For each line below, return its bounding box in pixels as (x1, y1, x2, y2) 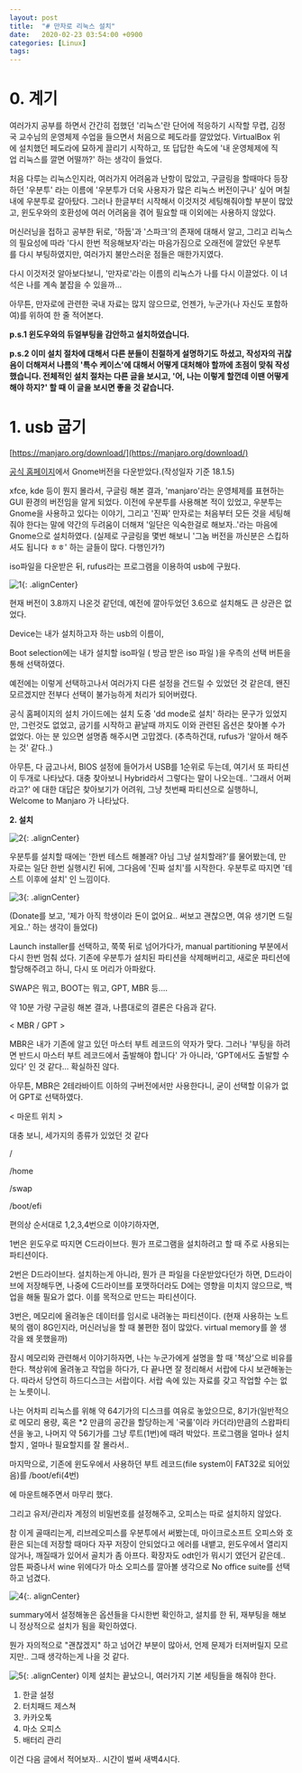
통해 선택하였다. (9, 658, 66, 669)
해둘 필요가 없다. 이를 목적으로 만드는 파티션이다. (25, 1292, 197, 1302)
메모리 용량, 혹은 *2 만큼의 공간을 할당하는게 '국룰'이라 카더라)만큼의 (18, 1417, 260, 1427)
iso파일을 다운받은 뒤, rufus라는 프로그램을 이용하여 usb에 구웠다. (9, 561, 241, 572)
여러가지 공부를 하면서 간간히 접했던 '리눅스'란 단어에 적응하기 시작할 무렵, (9, 120, 270, 131)
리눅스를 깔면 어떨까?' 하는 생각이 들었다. (18, 154, 162, 165)
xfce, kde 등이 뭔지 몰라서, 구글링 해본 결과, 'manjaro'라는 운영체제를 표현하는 (9, 485, 285, 496)
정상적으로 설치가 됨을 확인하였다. (18, 1620, 137, 1631)
